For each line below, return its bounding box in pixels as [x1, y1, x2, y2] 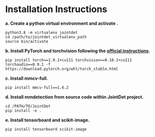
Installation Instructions [5, 4, 108, 15]
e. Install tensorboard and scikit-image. [5, 117, 90, 123]
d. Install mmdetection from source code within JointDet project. [5, 94, 144, 100]
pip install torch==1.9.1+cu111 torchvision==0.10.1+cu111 [5, 57, 132, 63]
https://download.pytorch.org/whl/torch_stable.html [5, 66, 119, 71]
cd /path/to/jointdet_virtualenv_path [5, 34, 87, 39]
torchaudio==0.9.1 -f [5, 62, 51, 67]
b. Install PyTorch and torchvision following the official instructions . [5, 48, 150, 54]
